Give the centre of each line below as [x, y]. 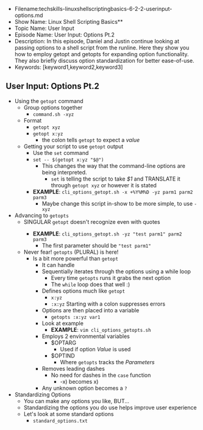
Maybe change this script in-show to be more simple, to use [117, 203]
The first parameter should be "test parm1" [97, 245]
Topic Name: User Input [44, 28]
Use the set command [61, 152]
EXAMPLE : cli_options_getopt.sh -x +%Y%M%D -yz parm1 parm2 [113, 192]
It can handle [58, 265]
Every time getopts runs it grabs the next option [111, 278]
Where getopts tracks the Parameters [107, 362]
